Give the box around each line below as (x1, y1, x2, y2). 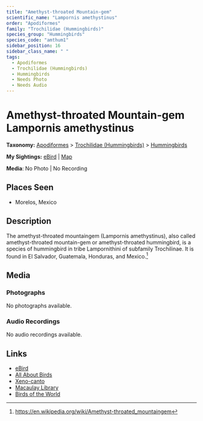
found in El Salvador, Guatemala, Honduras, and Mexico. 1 (6, 251, 149, 260)
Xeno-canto (14, 377, 45, 385)
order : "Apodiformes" (6, 20, 61, 26)
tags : (6, 54, 20, 60)
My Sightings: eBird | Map (6, 153, 72, 160)
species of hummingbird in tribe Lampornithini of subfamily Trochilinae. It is (6, 245, 195, 252)
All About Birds (14, 371, 53, 379)
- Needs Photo (11, 76, 47, 83)
